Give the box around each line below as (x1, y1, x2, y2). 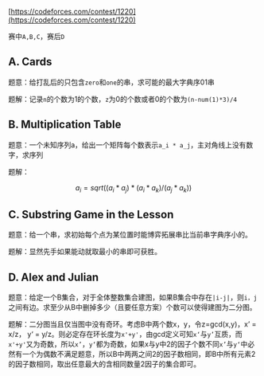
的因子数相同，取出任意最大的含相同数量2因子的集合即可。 (8, 359, 201, 369)
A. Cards (8, 55, 52, 69)
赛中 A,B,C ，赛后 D (8, 32, 65, 41)
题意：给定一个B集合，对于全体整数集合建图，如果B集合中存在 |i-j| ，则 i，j (8, 292, 258, 302)
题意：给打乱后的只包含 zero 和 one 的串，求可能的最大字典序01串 (8, 77, 215, 87)
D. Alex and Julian (8, 270, 99, 284)
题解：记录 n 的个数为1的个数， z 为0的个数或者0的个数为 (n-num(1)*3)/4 (8, 94, 237, 104)
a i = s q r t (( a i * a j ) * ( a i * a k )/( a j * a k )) (75, 182, 192, 194)
